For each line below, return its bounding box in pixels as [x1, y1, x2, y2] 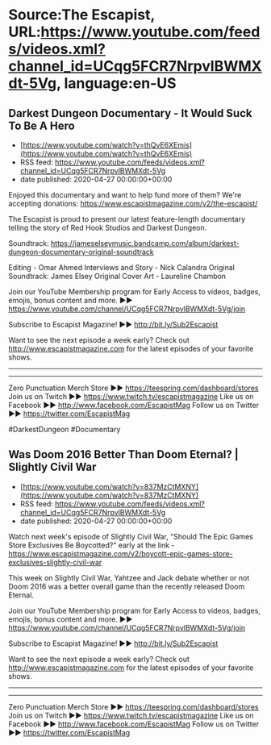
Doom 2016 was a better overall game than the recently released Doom [8, 581, 245, 591]
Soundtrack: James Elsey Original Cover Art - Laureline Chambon [8, 272, 227, 281]
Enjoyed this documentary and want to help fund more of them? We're [8, 190, 242, 199]
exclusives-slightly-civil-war [8, 557, 102, 567]
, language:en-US [56, 74, 177, 93]
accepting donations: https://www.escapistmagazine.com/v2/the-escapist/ [8, 199, 258, 208]
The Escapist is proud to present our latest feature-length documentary [8, 214, 246, 223]
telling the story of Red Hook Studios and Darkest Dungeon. [8, 223, 207, 232]
